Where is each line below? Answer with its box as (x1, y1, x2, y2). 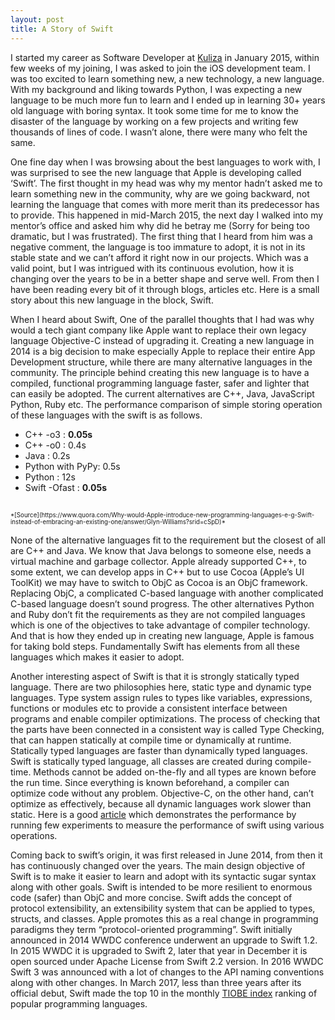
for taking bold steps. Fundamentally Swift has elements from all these (10, 640, 300, 652)
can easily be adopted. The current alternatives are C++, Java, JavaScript (10, 387, 315, 400)
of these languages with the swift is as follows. (10, 409, 203, 421)
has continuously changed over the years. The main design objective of (10, 859, 306, 871)
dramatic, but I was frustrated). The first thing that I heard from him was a (10, 230, 313, 242)
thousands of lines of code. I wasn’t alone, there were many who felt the (10, 126, 308, 138)
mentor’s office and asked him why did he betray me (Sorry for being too (10, 219, 310, 231)
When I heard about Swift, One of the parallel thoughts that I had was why (10, 313, 315, 325)
